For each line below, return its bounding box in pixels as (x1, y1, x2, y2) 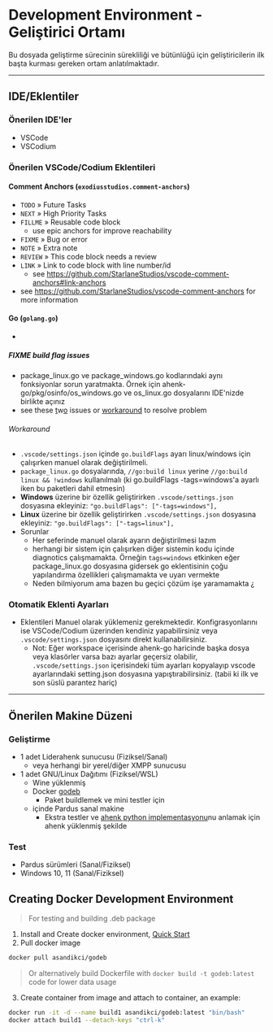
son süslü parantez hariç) (32, 677, 118, 688)
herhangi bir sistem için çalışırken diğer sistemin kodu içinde (32, 544, 235, 554)
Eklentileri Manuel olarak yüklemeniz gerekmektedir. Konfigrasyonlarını (19, 617, 258, 627)
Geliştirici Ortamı (8, 23, 126, 41)
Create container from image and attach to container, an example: (19, 993, 241, 1003)
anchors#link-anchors (32, 277, 106, 287)
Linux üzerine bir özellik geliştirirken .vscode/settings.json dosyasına (19, 510, 257, 520)
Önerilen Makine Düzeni (8, 709, 132, 723)
